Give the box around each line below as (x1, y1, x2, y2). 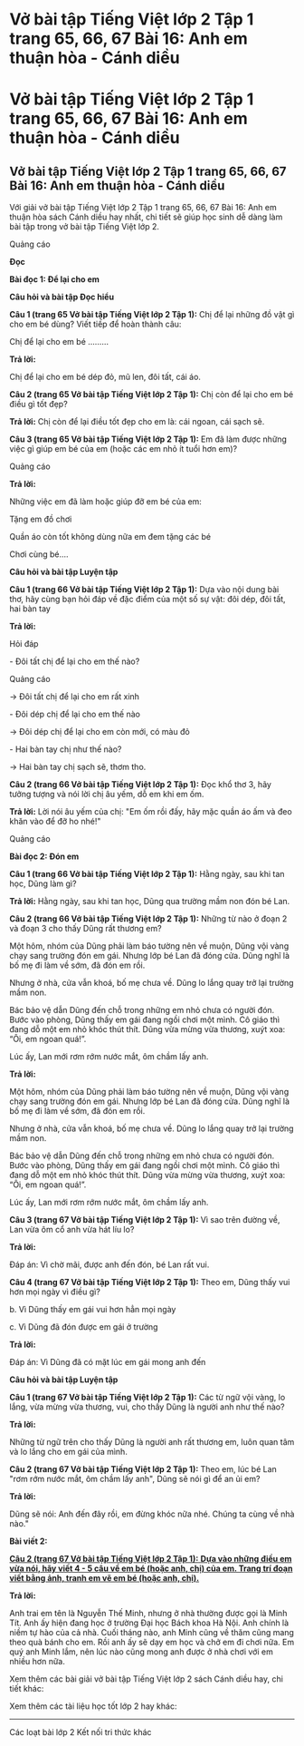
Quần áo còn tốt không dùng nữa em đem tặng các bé (9, 532, 212, 542)
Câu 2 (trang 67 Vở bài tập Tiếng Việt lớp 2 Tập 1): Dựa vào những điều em (9, 1554, 292, 1565)
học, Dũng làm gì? (9, 878, 77, 889)
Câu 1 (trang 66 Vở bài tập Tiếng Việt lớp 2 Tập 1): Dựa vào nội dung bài (9, 584, 280, 595)
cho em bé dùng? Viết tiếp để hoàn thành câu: (9, 318, 182, 330)
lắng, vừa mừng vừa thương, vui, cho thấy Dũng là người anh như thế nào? (9, 1401, 285, 1412)
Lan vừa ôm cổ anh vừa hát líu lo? (9, 1224, 135, 1235)
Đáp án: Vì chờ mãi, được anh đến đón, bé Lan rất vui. (9, 1259, 210, 1270)
